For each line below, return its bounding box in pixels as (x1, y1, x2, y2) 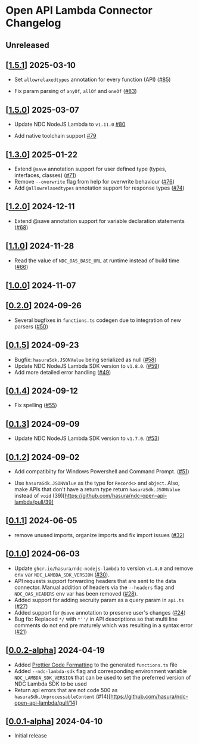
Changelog (5, 16, 61, 30)
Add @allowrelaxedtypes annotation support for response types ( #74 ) (14, 184, 185, 191)
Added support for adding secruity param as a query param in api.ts (14, 596, 184, 603)
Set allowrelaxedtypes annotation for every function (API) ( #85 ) (14, 76, 171, 83)
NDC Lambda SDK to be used (14, 680, 87, 687)
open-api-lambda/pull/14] (14, 699, 77, 706)
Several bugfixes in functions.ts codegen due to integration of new (14, 317, 181, 324)
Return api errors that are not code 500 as (14, 686, 118, 693)
